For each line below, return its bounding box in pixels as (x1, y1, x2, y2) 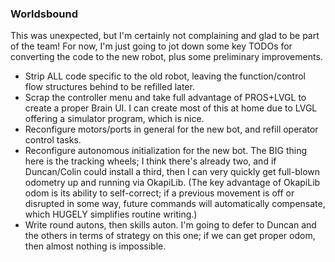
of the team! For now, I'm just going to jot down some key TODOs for (10, 40, 293, 52)
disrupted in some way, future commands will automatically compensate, (24, 198, 326, 210)
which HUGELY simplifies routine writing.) (24, 208, 198, 221)
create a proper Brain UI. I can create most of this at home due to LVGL (24, 102, 318, 114)
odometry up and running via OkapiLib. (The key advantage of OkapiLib (24, 177, 321, 189)
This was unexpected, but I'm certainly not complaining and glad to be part (10, 30, 320, 42)
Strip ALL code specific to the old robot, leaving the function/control (24, 70, 306, 82)
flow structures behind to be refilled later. (24, 81, 195, 93)
